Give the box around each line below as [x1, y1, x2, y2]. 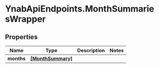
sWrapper [5, 14, 46, 25]
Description [77, 47, 106, 54]
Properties [5, 33, 38, 41]
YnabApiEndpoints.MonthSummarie [5, 3, 155, 14]
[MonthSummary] [30, 55, 73, 62]
